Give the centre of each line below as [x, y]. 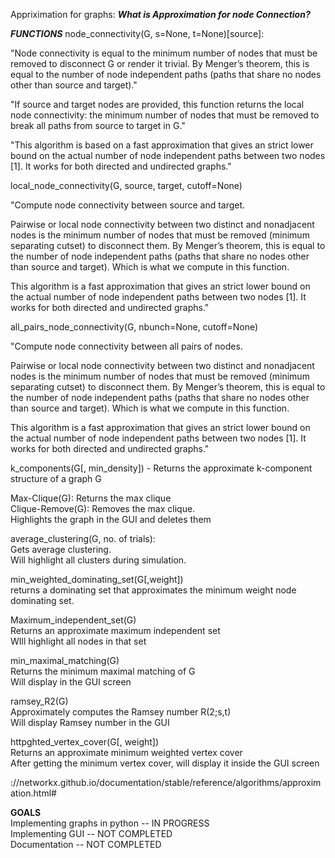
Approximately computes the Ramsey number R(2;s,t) [121, 712]
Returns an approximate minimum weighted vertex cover [126, 752]
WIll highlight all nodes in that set [78, 641]
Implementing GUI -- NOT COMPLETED [91, 833]
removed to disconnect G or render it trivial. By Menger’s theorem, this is [160, 63]
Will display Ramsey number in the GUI [90, 722]
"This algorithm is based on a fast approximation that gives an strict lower [162, 145]
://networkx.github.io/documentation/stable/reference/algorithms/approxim [166, 782]
